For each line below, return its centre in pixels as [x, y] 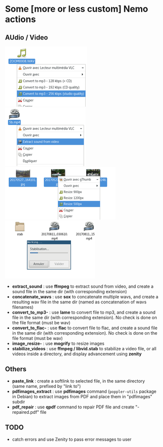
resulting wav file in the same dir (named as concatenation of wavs [79, 302]
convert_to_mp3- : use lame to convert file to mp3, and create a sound [84, 312]
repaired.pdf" [26, 412]
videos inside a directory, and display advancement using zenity [77, 354]
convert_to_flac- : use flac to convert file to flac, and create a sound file [85, 328]
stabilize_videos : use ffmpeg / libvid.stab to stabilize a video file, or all [84, 349]
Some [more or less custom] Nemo [77, 9]
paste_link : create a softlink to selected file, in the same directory [78, 381]
